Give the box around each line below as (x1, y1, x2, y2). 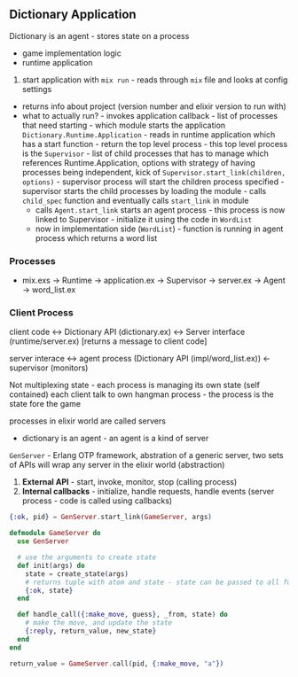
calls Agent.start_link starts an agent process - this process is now (35, 204, 286, 215)
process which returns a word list (35, 232, 158, 243)
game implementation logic (21, 48, 122, 58)
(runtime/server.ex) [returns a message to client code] (9, 336, 208, 346)
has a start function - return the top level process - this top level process (21, 138, 288, 149)
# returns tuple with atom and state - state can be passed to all (25, 578, 279, 587)
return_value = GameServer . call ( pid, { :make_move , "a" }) (9, 659, 224, 668)
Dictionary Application (9, 7, 137, 22)
